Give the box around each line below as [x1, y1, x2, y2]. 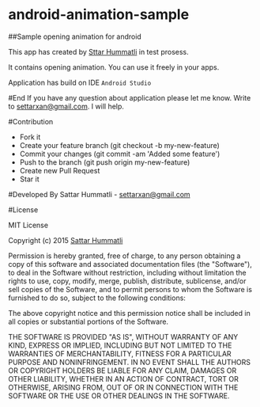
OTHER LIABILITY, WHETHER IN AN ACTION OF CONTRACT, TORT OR [8, 374, 239, 383]
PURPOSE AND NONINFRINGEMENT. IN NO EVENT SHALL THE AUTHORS [8, 357, 251, 367]
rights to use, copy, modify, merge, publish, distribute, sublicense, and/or [8, 276, 247, 286]
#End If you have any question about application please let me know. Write [8, 93, 251, 102]
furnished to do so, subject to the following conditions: [8, 293, 186, 302]
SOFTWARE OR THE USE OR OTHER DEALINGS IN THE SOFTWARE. [8, 390, 230, 401]
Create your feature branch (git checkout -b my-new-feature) [19, 140, 220, 150]
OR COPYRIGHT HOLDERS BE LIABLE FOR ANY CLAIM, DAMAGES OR [8, 366, 237, 375]
